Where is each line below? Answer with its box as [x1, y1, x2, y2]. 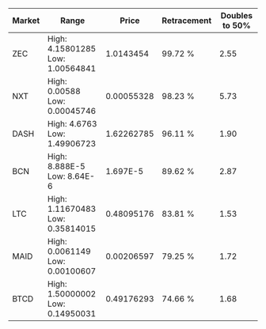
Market [12, 15, 40, 26]
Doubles [220, 10, 253, 21]
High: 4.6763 [47, 119, 97, 129]
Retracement [161, 15, 212, 26]
